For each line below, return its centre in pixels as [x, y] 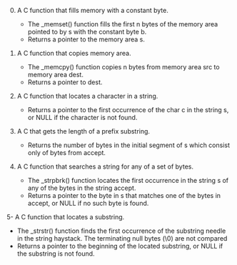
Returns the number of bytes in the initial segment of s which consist [128, 145]
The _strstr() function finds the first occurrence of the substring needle [121, 231]
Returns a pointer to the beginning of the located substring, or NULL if [120, 246]
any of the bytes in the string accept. [82, 188]
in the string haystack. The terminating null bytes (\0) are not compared [122, 238]
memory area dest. [55, 75]
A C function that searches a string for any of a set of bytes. [105, 166]
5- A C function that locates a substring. [66, 217]
